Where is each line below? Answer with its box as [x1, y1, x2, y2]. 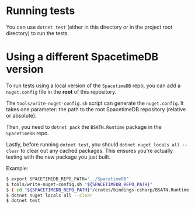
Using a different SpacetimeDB [6, 50, 159, 64]
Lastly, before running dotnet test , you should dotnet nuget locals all [6, 141, 180, 148]
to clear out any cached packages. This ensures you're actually [20, 147, 173, 154]
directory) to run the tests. [6, 29, 69, 36]
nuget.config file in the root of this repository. [6, 88, 117, 95]
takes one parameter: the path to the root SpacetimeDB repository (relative [6, 105, 186, 112]
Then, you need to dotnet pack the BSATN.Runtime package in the [6, 123, 162, 130]
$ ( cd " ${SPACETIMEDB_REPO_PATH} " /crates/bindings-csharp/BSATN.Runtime [6, 187, 190, 193]
